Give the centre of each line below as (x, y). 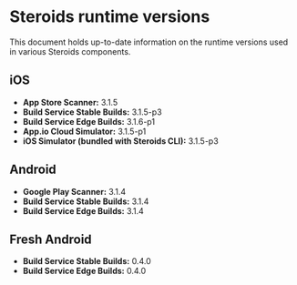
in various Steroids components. (70, 51)
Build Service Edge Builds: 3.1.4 (83, 210)
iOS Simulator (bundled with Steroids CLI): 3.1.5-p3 (120, 141)
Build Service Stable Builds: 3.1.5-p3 (92, 112)
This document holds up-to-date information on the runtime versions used (149, 42)
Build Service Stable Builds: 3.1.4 (86, 201)
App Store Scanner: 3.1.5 (70, 102)
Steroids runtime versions (110, 17)
